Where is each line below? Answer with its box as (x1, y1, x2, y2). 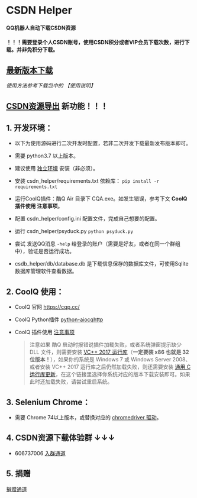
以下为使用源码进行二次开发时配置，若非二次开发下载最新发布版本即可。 (14, 140, 191, 147)
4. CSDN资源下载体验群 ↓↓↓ (6, 433, 115, 443)
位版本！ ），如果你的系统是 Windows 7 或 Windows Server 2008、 (29, 356, 191, 363)
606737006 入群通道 (14, 450, 66, 457)
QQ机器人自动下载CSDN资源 (6, 24, 76, 31)
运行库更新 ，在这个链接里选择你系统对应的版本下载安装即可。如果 (29, 371, 190, 378)
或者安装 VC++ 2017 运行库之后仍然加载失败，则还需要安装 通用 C (29, 363, 191, 370)
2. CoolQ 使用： (6, 286, 64, 296)
